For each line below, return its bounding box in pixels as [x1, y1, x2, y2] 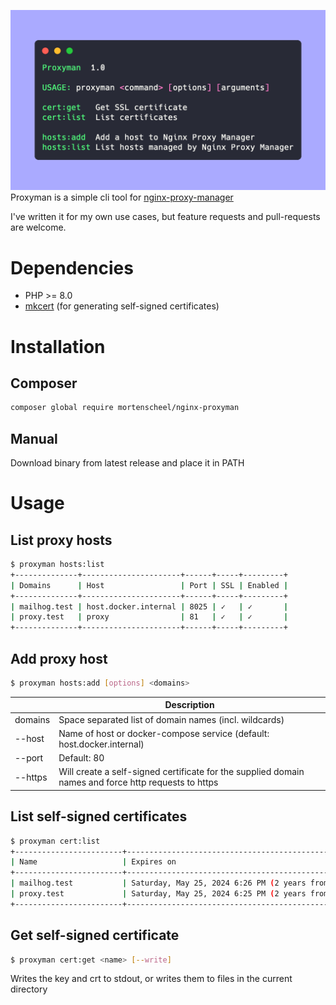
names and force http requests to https [58, 776, 219, 789]
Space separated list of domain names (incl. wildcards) [58, 713, 285, 725]
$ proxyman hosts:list [10, 560, 105, 570]
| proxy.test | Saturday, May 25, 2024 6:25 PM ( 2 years [10, 889, 307, 899]
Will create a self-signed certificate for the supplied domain [58, 766, 305, 778]
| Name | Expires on [10, 857, 177, 867]
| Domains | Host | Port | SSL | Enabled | [10, 580, 289, 590]
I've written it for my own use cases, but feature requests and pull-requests [10, 211, 321, 223]
